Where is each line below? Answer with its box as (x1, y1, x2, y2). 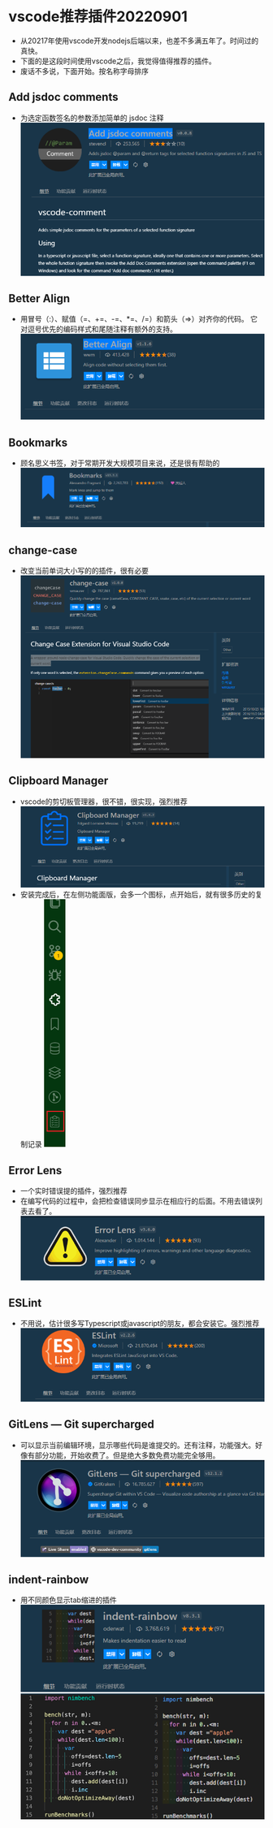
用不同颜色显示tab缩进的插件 (19, 1595, 117, 1605)
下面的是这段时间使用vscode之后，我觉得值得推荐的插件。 (19, 56, 217, 66)
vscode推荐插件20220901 (8, 7, 188, 26)
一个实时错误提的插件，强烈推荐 (19, 1186, 128, 1195)
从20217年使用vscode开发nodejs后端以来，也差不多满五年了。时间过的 (19, 36, 258, 45)
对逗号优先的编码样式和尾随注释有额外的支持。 (19, 324, 177, 334)
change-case (8, 543, 78, 557)
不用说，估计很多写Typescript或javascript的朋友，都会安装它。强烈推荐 (19, 1319, 260, 1329)
